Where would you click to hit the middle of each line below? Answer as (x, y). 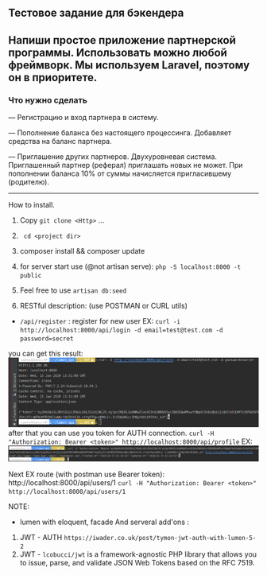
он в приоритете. (53, 78)
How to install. (32, 205)
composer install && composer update (82, 251)
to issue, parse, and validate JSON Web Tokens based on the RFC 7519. (137, 562)
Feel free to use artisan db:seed (73, 290)
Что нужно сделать (48, 100)
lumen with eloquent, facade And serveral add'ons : (104, 522)
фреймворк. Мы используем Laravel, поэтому (129, 65)
